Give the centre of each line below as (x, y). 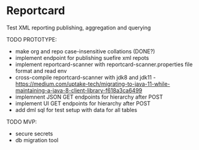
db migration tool (37, 140)
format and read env (41, 70)
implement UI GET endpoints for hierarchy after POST (83, 103)
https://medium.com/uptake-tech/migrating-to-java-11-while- (92, 84)
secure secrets (34, 133)
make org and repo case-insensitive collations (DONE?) (85, 51)
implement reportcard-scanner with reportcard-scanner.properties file (104, 64)
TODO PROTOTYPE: (32, 39)
